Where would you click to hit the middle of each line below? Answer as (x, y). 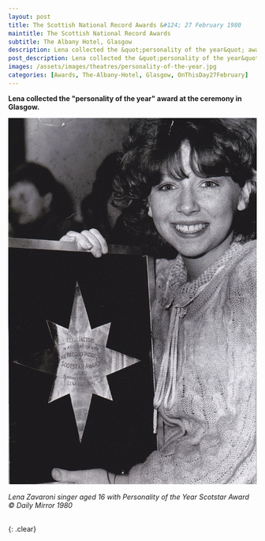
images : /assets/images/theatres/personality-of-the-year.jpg (112, 67)
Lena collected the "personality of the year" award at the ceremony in (125, 98)
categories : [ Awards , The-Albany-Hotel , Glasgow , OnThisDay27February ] (128, 75)
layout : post (30, 17)
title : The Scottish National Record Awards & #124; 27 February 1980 (125, 25)
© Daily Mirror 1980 (41, 505)
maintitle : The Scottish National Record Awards (90, 33)
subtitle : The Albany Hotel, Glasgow (70, 42)
